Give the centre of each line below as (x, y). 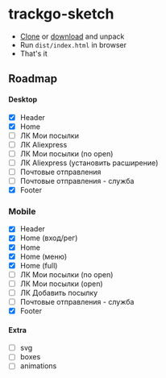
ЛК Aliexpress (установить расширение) (89, 163)
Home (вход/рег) (49, 238)
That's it (34, 53)
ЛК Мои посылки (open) (61, 284)
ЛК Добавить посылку (59, 293)
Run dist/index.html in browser (73, 44)
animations (38, 366)
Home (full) (39, 265)
